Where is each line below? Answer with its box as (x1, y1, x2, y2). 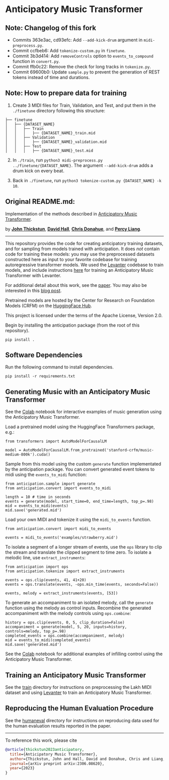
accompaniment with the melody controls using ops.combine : (5, 610, 131, 616)
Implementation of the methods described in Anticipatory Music (5, 210, 137, 217)
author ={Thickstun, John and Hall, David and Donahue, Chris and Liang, (10, 756, 165, 761)
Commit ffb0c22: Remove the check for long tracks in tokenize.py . (12, 64, 151, 69)
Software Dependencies (5, 351, 83, 359)
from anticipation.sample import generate (5, 482, 96, 487)
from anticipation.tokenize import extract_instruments (5, 569, 125, 574)
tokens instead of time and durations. (12, 74, 90, 80)
